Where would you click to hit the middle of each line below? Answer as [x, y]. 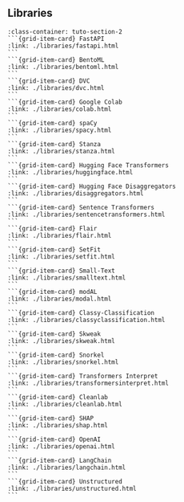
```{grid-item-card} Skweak [54, 334]
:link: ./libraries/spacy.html [60, 130]
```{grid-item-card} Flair [52, 228]
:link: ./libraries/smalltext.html [67, 278]
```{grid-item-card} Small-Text [61, 271]
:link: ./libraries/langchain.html [67, 467]
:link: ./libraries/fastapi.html [63, 46]
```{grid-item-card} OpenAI [54, 439]
